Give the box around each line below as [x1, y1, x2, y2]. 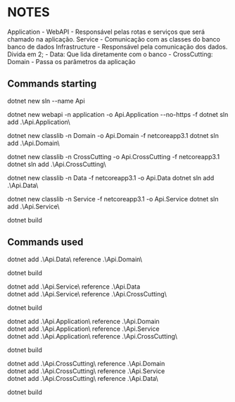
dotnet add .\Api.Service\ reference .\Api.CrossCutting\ [7, 289, 167, 298]
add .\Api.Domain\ [7, 139, 60, 147]
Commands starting [7, 78, 97, 90]
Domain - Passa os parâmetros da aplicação [7, 57, 136, 65]
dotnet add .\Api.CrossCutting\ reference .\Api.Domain [7, 359, 165, 368]
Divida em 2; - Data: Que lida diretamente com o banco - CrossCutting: [7, 50, 213, 58]
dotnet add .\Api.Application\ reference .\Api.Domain [7, 317, 160, 325]
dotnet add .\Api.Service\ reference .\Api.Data [7, 282, 141, 291]
